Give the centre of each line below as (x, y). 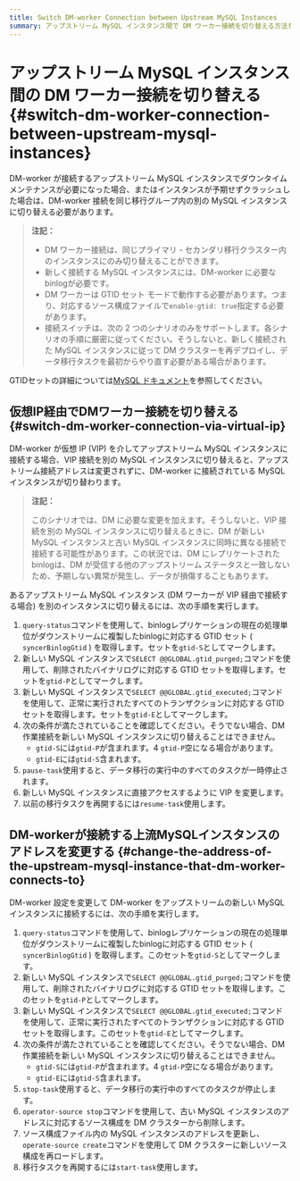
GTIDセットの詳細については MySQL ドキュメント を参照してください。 (138, 381)
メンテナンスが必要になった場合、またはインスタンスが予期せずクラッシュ (146, 189)
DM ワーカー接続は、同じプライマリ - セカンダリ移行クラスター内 (166, 250)
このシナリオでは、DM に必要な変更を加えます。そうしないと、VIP (154, 520)
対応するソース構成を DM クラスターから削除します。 (151, 1123)
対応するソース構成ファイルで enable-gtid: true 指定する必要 (172, 306)
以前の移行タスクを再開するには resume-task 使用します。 (126, 804)
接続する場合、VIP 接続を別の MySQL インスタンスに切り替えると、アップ (145, 460)
